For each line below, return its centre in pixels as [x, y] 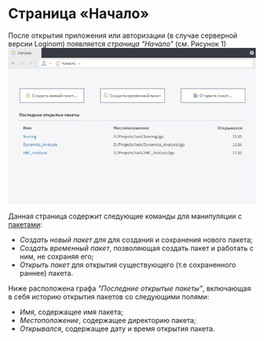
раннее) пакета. [46, 273]
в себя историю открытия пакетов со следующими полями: [109, 296]
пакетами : [26, 224]
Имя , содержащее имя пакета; [71, 312]
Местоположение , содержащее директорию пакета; [108, 320]
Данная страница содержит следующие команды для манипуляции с [125, 216]
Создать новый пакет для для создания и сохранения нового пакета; [136, 240]
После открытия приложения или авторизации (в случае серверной [123, 35]
